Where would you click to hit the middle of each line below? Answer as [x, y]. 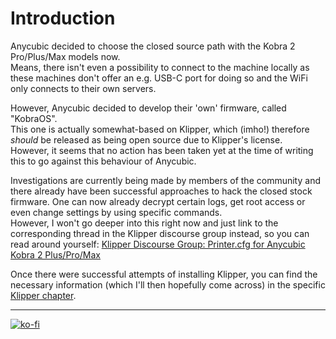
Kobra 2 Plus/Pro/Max [55, 254]
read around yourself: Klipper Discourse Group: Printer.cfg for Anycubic [158, 244]
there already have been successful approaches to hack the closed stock [161, 191]
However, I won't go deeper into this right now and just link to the [144, 223]
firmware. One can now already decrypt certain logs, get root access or [158, 201]
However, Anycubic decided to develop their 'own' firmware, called [148, 108]
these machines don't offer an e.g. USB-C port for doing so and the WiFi [159, 78]
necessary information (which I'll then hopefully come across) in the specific [168, 284]
